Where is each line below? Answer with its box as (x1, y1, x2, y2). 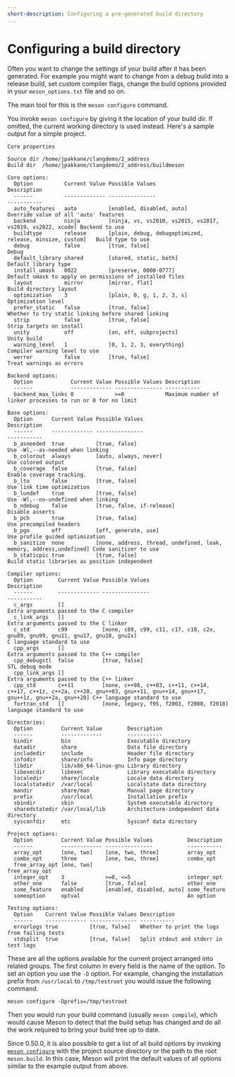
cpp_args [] (13, 645, 65, 652)
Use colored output (7, 459, 65, 466)
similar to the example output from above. (7, 1061, 129, 1070)
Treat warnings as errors (7, 359, 83, 367)
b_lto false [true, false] (13, 477, 138, 485)
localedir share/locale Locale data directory (13, 774, 194, 782)
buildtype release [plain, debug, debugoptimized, (13, 229, 203, 237)
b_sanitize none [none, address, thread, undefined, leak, (13, 539, 222, 546)
